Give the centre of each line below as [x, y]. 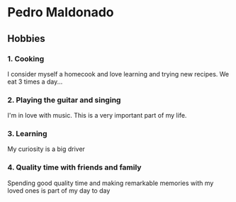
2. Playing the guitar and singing [64, 100]
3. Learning [27, 134]
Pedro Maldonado [61, 12]
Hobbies [27, 39]
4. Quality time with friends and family [74, 167]
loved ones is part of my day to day [59, 190]
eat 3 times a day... [35, 82]
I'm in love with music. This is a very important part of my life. [97, 116]
